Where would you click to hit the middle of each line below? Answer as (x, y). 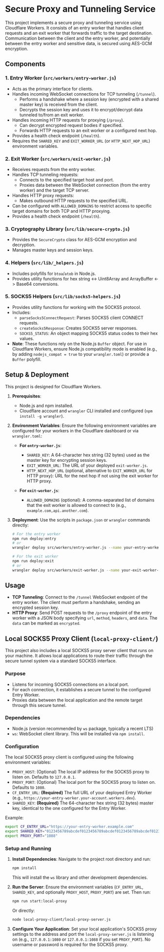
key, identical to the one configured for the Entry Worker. (69, 808)
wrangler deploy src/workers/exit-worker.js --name (66, 570)
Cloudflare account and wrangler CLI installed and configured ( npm (86, 411)
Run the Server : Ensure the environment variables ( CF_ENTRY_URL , (78, 887)
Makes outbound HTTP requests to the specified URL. (74, 200)
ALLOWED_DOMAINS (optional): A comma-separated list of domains (91, 500)
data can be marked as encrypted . (46, 623)
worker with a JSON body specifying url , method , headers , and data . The (85, 618)
